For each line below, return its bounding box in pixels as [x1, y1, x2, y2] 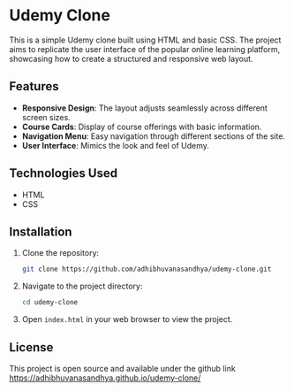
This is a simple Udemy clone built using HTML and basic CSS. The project [9, 35, 282, 45]
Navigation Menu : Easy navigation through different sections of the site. [21, 130, 285, 142]
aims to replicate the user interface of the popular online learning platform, [9, 43, 281, 54]
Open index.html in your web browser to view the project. [21, 314, 233, 325]
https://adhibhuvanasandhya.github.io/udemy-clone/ [9, 373, 201, 383]
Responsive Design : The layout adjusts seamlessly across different [21, 103, 268, 113]
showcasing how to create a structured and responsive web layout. [9, 53, 253, 64]
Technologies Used [9, 165, 117, 181]
